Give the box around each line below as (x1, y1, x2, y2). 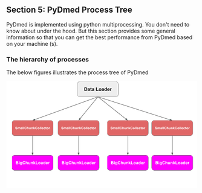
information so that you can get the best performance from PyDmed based (6, 33, 193, 41)
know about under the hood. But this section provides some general (6, 27, 175, 34)
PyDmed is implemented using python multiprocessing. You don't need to (6, 21, 190, 28)
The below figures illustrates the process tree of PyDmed (6, 69, 149, 76)
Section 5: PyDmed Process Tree (6, 5, 133, 15)
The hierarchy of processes (6, 55, 90, 63)
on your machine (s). (6, 40, 58, 47)
